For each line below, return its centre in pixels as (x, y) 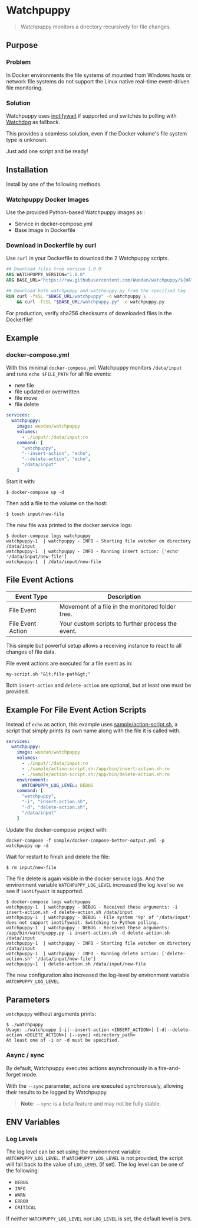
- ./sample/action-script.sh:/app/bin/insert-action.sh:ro (95, 769)
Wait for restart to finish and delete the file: (58, 857)
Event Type (32, 596)
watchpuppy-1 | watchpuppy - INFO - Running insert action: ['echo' (93, 551)
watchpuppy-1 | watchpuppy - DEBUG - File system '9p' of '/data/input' (99, 917)
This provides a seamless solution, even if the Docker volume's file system (97, 133)
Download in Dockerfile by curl (51, 245)
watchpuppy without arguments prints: (51, 1014)
